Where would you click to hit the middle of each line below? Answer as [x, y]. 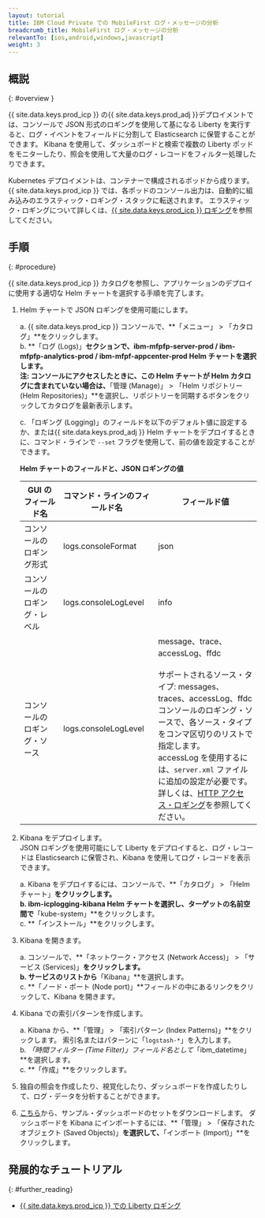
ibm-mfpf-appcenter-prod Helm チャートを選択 [178, 356]
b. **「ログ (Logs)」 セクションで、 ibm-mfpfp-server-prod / [119, 346]
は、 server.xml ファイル [203, 769]
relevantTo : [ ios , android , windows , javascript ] [86, 37]
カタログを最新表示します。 [91, 405]
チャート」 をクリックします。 [68, 894]
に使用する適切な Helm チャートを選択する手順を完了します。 [108, 293]
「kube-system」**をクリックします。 [96, 913]
